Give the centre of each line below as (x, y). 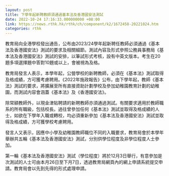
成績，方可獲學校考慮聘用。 (47, 122)
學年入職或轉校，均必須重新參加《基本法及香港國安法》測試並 (95, 115)
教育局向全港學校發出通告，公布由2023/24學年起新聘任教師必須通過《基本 (82, 44)
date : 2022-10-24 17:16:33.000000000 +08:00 (53, 19)
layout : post (19, 10)
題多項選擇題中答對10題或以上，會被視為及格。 (54, 63)
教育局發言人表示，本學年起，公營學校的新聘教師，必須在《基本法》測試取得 (84, 73)
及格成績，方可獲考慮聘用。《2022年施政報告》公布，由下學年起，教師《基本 (84, 80)
